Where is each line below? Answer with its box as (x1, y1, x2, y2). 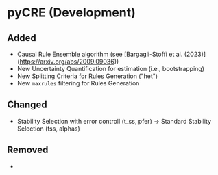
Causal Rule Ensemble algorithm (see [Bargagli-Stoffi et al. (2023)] (16, 50, 206, 58)
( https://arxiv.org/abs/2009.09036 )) (16, 57, 119, 66)
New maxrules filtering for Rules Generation (16, 79, 140, 87)
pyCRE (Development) (7, 5, 136, 21)
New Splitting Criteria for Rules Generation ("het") (16, 72, 158, 80)
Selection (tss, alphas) (16, 124, 80, 133)
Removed (7, 144, 49, 156)
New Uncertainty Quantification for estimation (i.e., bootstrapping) (16, 65, 204, 72)
